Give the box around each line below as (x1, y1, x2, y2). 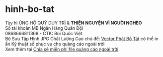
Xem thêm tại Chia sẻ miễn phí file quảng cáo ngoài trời (5, 46, 118, 52)
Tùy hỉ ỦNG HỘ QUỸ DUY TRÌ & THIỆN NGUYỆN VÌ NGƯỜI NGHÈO (5, 20, 142, 26)
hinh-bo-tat (5, 3, 55, 15)
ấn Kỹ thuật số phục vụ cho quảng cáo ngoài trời (5, 41, 105, 47)
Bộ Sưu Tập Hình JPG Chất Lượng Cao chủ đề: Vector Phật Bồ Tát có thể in (5, 36, 159, 42)
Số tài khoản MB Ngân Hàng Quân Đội (5, 25, 83, 31)
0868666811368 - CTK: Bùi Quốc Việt (5, 30, 82, 36)
